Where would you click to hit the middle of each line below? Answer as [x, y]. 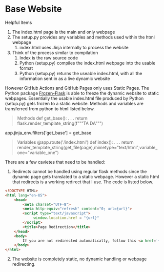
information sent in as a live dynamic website [65, 78]
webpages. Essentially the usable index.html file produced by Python [74, 98]
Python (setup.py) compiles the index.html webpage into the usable [87, 63]
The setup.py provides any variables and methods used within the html [83, 37]
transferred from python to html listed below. [50, 109]
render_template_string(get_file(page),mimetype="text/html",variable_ [87, 147]
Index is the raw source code [49, 58]
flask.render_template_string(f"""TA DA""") [60, 123]
